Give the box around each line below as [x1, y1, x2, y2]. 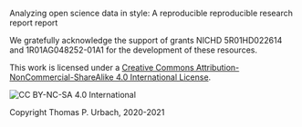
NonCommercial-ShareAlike [9, 72, 114, 83]
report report [9, 17, 58, 28]
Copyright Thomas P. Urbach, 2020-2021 [9, 107, 165, 117]
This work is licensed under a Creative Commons [9, 63, 194, 73]
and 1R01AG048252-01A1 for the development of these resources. [9, 44, 258, 55]
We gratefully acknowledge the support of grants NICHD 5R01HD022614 [9, 35, 283, 45]
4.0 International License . [115, 72, 212, 83]
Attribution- [195, 63, 240, 73]
